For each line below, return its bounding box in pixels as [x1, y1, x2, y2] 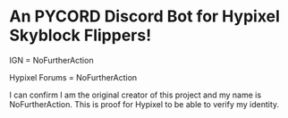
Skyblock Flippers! [9, 25, 152, 46]
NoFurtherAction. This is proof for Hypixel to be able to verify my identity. [9, 98, 280, 109]
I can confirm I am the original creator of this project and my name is [9, 89, 262, 100]
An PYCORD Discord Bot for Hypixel [9, 6, 280, 27]
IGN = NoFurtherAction [9, 55, 94, 65]
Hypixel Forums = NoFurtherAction [9, 72, 138, 82]
